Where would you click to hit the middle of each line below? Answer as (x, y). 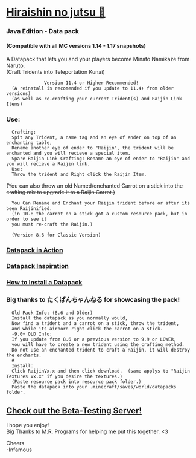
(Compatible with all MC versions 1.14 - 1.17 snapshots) (76, 45)
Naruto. (16, 65)
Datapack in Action (35, 250)
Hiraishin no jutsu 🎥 (56, 12)
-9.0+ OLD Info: (32, 334)
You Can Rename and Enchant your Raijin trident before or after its (101, 203)
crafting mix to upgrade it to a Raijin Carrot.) (61, 192)
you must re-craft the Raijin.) (52, 224)
